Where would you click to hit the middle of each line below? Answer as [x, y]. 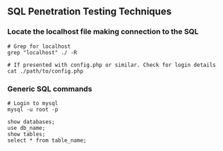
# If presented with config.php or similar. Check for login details [112, 65]
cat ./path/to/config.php [45, 71]
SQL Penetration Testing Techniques [89, 12]
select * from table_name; [47, 140]
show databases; [31, 122]
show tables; [26, 134]
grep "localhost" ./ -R [42, 52]
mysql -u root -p [33, 109]
